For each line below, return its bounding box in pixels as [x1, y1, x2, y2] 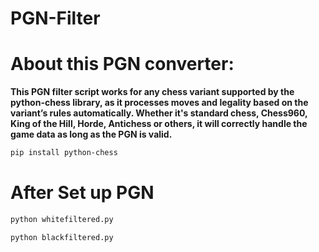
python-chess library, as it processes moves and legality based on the [10, 97, 309, 109]
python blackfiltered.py [10, 232, 114, 242]
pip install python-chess [10, 148, 118, 158]
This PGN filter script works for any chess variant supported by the [10, 86, 295, 98]
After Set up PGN [10, 182, 155, 204]
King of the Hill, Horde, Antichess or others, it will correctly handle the [10, 118, 308, 130]
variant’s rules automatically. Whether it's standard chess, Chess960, [10, 107, 308, 119]
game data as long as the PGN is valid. [10, 128, 173, 141]
